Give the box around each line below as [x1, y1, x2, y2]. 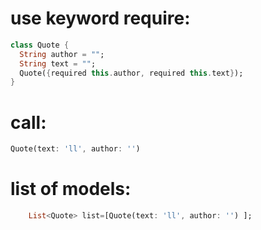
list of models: [10, 178, 132, 201]
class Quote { [10, 40, 70, 50]
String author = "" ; [19, 49, 105, 59]
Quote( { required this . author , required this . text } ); [19, 68, 244, 78]
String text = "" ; [19, 58, 97, 69]
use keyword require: [10, 7, 191, 30]
